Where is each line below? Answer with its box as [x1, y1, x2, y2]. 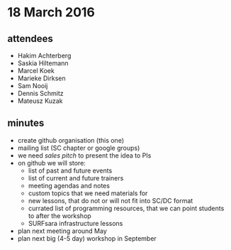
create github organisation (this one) [17, 136, 124, 144]
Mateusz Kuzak [17, 97, 63, 105]
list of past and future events [28, 166, 113, 175]
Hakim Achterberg [17, 51, 72, 60]
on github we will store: [17, 158, 86, 167]
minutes [7, 117, 45, 129]
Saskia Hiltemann [17, 59, 69, 67]
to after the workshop [28, 211, 92, 220]
